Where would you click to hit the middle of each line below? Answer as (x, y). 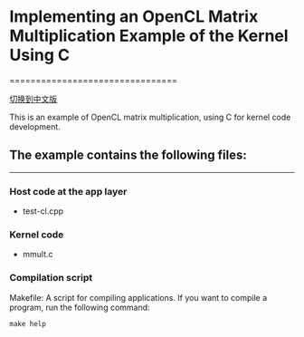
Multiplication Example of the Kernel (149, 36)
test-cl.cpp (43, 211)
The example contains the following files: (128, 155)
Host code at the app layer (68, 191)
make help (28, 323)
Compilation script (51, 278)
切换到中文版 (33, 99)
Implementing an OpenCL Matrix (134, 17)
